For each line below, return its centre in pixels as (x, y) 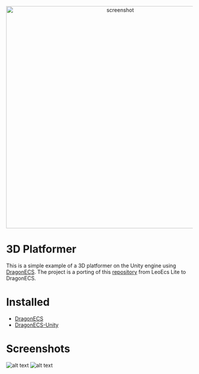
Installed (28, 302)
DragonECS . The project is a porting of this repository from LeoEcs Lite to (96, 271)
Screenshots (38, 349)
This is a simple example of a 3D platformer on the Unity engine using (91, 266)
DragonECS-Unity (37, 325)
